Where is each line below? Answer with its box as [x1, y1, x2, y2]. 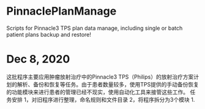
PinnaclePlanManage [6, 4, 117, 18]
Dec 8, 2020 [6, 52, 70, 66]
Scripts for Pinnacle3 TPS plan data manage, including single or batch [6, 24, 183, 32]
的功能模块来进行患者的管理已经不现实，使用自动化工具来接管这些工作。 [6, 88, 188, 96]
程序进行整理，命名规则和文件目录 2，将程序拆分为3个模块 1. [42, 96, 195, 103]
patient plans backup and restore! [6, 30, 92, 38]
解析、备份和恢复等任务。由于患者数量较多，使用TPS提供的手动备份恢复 [17, 80, 199, 88]
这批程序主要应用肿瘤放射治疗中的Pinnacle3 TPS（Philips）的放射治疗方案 [6, 73, 194, 80]
